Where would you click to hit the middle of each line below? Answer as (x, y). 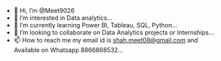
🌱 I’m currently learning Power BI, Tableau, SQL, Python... (95, 25)
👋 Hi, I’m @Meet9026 (44, 11)
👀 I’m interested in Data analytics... (63, 18)
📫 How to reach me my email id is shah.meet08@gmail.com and (106, 40)
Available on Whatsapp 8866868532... (68, 50)
